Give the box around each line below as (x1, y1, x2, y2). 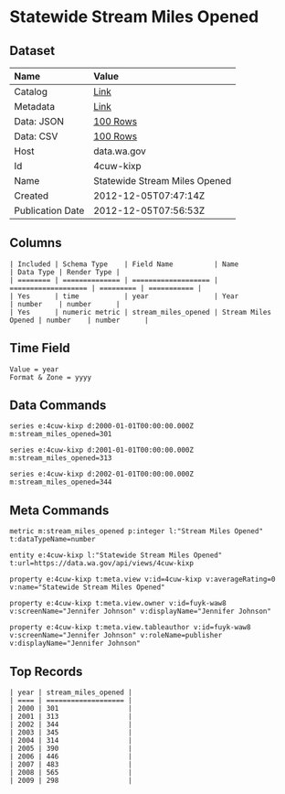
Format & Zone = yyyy (9, 372, 92, 381)
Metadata (14, 101, 56, 113)
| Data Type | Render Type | (9, 267, 121, 276)
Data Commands (9, 398, 107, 413)
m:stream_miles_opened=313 (9, 454, 112, 463)
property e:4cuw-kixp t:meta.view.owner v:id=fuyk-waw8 (9, 599, 227, 608)
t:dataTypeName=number (9, 535, 96, 544)
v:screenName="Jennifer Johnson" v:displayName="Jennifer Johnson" (9, 606, 272, 617)
